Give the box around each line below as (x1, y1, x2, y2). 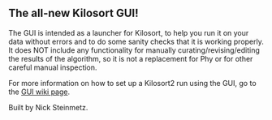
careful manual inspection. (8, 62, 97, 72)
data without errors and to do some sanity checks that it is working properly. (8, 36, 264, 46)
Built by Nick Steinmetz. (8, 102, 89, 112)
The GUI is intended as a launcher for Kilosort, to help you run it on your (8, 28, 249, 37)
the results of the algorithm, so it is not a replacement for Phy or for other (8, 54, 253, 63)
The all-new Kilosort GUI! (8, 6, 139, 20)
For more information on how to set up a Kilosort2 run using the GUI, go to (8, 78, 257, 88)
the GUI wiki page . (8, 87, 71, 96)
